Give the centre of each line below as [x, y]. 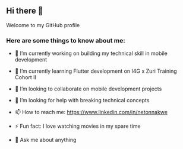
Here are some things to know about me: [66, 40]
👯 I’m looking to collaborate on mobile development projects [88, 89]
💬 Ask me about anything [45, 140]
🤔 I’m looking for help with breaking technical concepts [82, 101]
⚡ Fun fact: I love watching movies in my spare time [78, 126]
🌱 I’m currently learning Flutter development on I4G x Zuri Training [96, 71]
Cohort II [26, 77]
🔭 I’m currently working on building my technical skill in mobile [91, 53]
